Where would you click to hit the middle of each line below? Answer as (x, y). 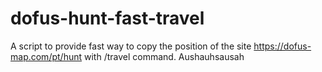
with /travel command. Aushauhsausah (164, 56)
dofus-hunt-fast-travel (107, 18)
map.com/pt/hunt (46, 56)
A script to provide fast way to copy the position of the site (131, 46)
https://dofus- (282, 46)
